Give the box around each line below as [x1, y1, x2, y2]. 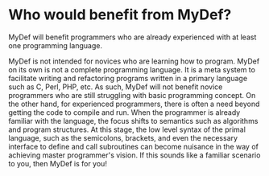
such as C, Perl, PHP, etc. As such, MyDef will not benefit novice [8, 82, 223, 92]
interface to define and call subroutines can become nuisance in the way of [8, 141, 259, 151]
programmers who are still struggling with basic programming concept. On [8, 90, 256, 100]
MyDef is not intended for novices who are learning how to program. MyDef [8, 56, 260, 66]
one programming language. [8, 40, 103, 50]
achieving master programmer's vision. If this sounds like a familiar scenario [8, 150, 261, 160]
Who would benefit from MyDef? [8, 6, 232, 24]
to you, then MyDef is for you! [8, 158, 107, 168]
